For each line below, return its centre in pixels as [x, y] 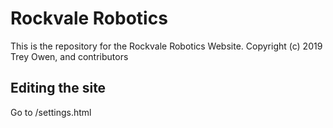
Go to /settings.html [51, 112]
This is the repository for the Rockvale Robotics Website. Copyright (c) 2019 [166, 46]
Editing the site [58, 88]
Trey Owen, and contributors [69, 56]
